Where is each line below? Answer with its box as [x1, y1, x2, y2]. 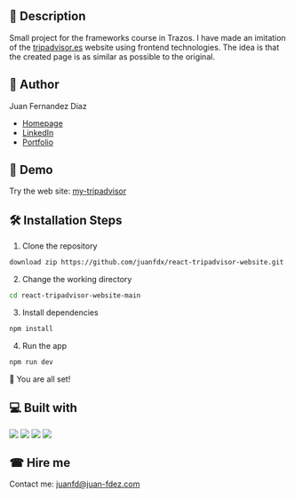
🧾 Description [9, 9, 86, 24]
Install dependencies [21, 307, 100, 318]
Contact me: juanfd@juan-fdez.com [9, 478, 140, 489]
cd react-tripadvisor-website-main [9, 291, 141, 300]
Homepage [21, 117, 64, 129]
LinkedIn [21, 127, 54, 138]
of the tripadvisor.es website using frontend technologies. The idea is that [9, 42, 280, 52]
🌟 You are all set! [9, 374, 71, 384]
